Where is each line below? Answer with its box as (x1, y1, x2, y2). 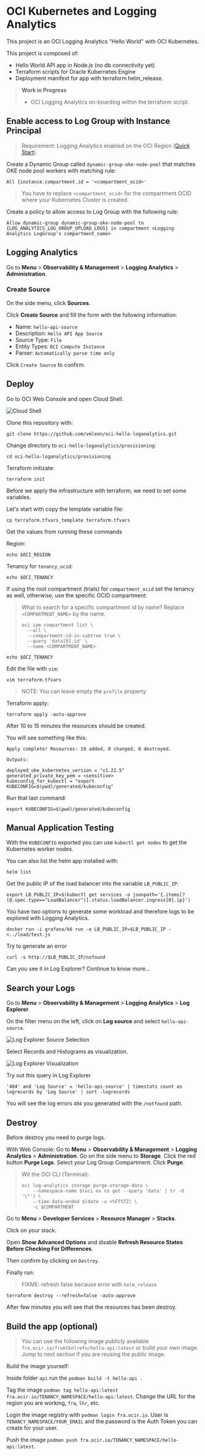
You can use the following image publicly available (21, 1337, 149, 1345)
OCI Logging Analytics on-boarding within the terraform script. (30, 98, 190, 106)
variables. (6, 493, 31, 501)
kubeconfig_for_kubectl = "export (6, 778, 95, 784)
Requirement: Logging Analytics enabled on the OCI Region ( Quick (21, 142, 190, 149)
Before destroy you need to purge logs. (6, 1134, 106, 1141)
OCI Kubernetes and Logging (6, 4, 157, 18)
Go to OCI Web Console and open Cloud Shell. (6, 395, 124, 403)
